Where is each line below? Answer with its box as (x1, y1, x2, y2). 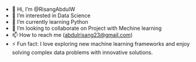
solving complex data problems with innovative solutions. (11, 49, 154, 56)
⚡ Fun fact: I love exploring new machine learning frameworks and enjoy (11, 41, 190, 47)
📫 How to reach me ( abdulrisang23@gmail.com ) (11, 32, 133, 38)
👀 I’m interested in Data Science (11, 12, 91, 19)
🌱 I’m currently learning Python (11, 18, 88, 25)
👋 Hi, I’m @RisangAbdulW (11, 6, 76, 13)
